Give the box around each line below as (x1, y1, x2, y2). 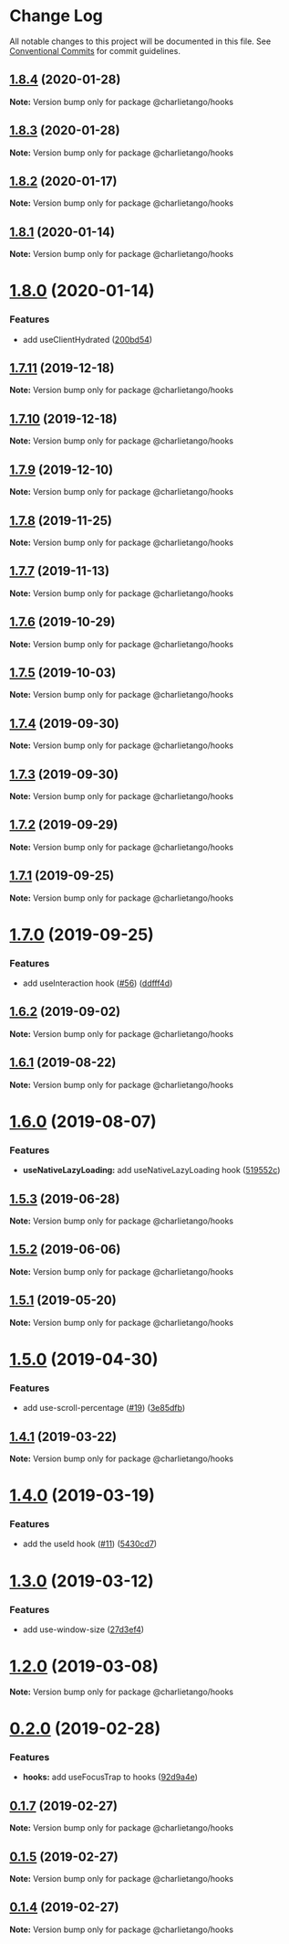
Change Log (9, 5, 103, 27)
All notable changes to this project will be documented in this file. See (9, 36, 272, 47)
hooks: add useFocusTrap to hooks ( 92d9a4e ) (22, 1771, 199, 1783)
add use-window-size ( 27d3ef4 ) (22, 1624, 144, 1635)
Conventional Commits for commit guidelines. (9, 45, 181, 56)
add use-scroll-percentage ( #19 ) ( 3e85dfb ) (22, 1403, 186, 1414)
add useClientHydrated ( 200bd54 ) (22, 334, 153, 345)
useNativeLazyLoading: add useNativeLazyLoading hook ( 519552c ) (22, 1165, 281, 1176)
